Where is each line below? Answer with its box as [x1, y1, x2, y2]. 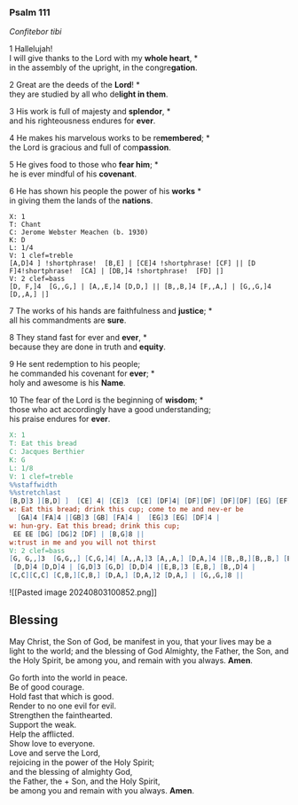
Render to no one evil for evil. [9, 700, 117, 711]
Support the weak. [9, 719, 77, 730]
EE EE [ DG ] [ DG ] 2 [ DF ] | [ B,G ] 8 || [12, 529, 145, 538]
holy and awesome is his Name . [9, 378, 126, 388]
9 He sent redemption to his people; [9, 359, 141, 370]
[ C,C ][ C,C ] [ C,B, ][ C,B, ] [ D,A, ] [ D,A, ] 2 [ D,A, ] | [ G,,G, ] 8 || [9, 571, 244, 580]
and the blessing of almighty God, [9, 766, 133, 777]
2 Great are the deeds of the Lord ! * [9, 80, 140, 90]
